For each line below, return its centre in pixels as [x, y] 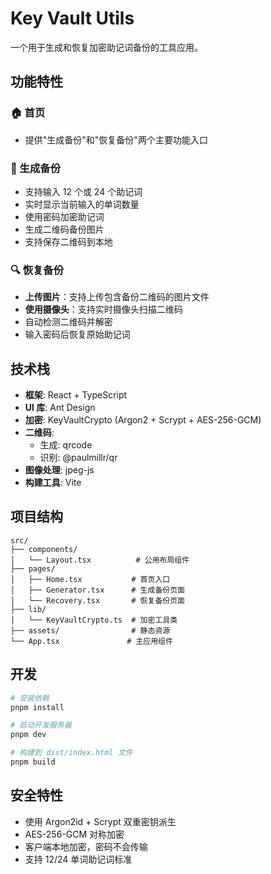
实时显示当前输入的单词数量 [82, 204]
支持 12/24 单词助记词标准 [78, 859]
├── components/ [44, 549]
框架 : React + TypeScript [76, 395]
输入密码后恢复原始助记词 [77, 334]
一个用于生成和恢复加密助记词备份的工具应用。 [106, 47]
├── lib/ [28, 609]
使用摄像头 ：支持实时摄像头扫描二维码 [103, 309]
